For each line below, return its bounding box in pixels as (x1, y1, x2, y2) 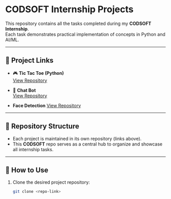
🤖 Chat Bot (12, 87, 36, 93)
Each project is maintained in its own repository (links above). (12, 135, 141, 141)
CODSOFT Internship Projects (5, 4, 134, 15)
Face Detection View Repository (12, 102, 81, 108)
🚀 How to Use (5, 165, 48, 174)
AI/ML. (5, 37, 19, 43)
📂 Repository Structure (5, 122, 79, 131)
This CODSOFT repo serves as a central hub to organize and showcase (12, 141, 163, 147)
